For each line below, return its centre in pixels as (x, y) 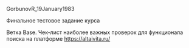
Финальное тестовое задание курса (53, 20)
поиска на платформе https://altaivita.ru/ (58, 39)
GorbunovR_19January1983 (40, 9)
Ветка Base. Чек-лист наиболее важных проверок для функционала (95, 32)
